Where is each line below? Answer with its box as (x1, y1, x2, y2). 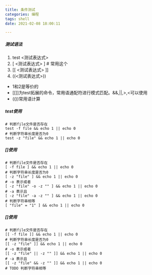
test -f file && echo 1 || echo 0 (5, 126, 76, 131)
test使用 (5, 108, 22, 114)
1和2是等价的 (12, 83, 39, 89)
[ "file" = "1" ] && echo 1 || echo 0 (5, 203, 85, 208)
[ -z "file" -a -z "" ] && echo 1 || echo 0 (5, 194, 98, 198)
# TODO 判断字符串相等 (5, 266, 47, 271)
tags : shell (5, 16, 30, 21)
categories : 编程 (5, 12, 39, 17)
